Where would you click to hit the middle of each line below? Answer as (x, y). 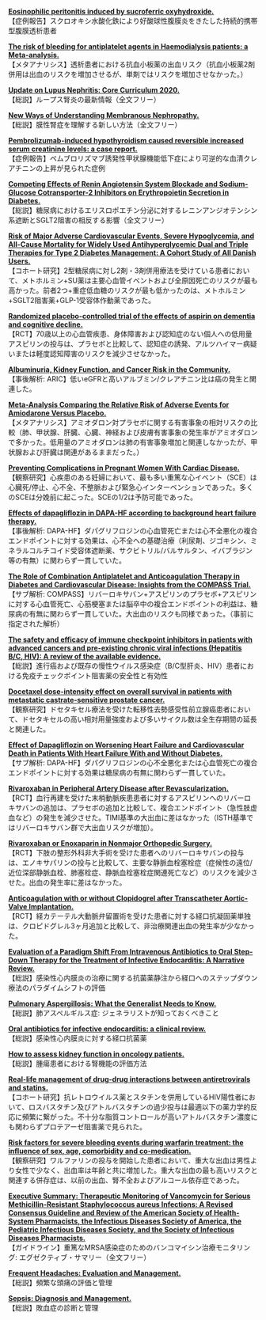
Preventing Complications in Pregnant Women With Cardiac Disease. (124, 468)
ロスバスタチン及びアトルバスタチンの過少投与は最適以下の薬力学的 (139, 1107)
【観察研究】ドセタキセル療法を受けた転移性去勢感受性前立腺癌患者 (119, 709)
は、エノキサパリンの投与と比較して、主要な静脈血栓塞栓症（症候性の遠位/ (131, 863)
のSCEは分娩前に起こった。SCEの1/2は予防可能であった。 (103, 497)
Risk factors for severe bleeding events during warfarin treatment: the (126, 1142)
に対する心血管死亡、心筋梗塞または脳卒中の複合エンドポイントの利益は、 (129, 604)
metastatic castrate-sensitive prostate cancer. (87, 700)
